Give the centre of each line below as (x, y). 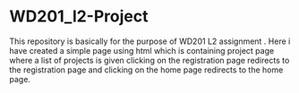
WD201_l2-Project (79, 17)
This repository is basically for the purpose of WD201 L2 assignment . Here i (150, 41)
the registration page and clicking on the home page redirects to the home (146, 70)
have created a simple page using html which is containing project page (142, 50)
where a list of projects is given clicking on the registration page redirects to (149, 60)
